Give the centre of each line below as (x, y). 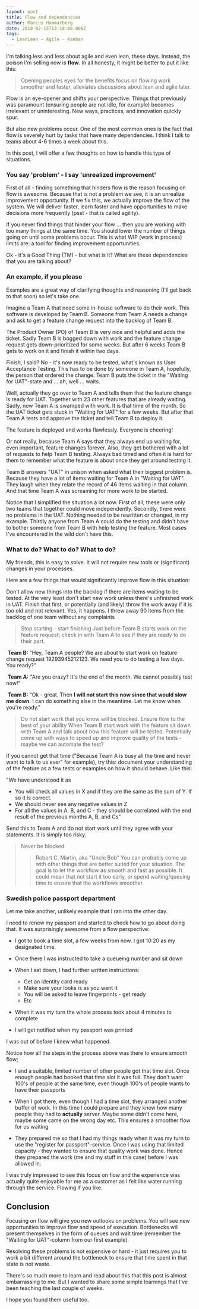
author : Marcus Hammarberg (40, 23)
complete (26, 1019)
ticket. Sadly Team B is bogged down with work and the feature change (94, 338)
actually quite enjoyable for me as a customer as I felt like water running (94, 1182)
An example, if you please (44, 277)
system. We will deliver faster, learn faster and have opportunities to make (97, 207)
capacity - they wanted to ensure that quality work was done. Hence (99, 1151)
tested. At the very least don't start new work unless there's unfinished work (99, 598)
